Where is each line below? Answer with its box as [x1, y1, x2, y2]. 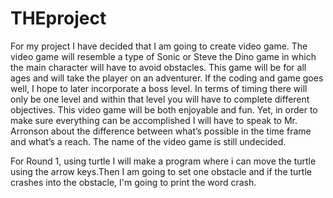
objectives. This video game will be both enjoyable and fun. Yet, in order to [10, 103, 318, 116]
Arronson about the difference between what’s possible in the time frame [10, 125, 312, 137]
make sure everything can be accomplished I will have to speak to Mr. [10, 114, 298, 126]
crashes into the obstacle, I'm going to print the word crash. [10, 176, 257, 188]
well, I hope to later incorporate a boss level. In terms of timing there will [10, 82, 308, 94]
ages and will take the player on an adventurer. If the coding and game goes [10, 72, 324, 84]
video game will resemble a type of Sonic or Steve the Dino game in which [10, 50, 317, 62]
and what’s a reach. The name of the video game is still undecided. [10, 135, 287, 147]
